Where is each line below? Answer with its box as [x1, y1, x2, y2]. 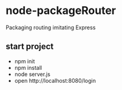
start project [5, 41, 54, 52]
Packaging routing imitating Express [5, 24, 96, 31]
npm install [14, 64, 42, 71]
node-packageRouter [5, 4, 117, 18]
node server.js [14, 71, 51, 78]
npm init [14, 57, 35, 64]
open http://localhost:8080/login [14, 77, 97, 84]
